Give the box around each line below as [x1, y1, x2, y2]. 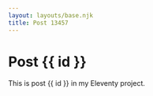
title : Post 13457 [8, 19, 69, 27]
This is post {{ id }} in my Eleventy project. [8, 79, 146, 88]
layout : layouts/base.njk [8, 11, 93, 20]
